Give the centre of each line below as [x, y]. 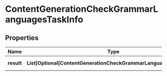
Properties [22, 38]
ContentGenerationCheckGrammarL [82, 9]
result [15, 63]
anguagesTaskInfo [44, 19]
